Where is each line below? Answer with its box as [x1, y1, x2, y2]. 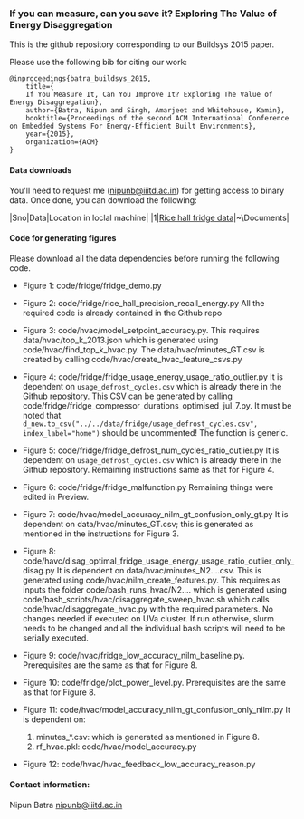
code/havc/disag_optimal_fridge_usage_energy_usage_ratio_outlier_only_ [22, 555, 295, 566]
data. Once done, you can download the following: [9, 194, 197, 206]
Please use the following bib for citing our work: [9, 57, 188, 68]
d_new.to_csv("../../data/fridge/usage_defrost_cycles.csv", [22, 419, 259, 429]
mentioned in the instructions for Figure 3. [22, 528, 179, 539]
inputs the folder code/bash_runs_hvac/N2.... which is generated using [22, 583, 288, 595]
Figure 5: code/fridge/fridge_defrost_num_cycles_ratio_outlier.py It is [22, 445, 280, 456]
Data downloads [9, 164, 72, 175]
